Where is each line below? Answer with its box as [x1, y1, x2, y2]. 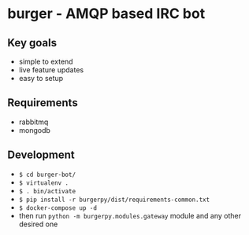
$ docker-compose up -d [18, 204, 98, 212]
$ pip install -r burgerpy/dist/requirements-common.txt [18, 196, 210, 204]
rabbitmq [18, 117, 49, 127]
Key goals [7, 36, 58, 50]
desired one [18, 219, 58, 229]
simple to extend [18, 57, 73, 66]
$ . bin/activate [18, 187, 76, 195]
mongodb [18, 125, 50, 134]
